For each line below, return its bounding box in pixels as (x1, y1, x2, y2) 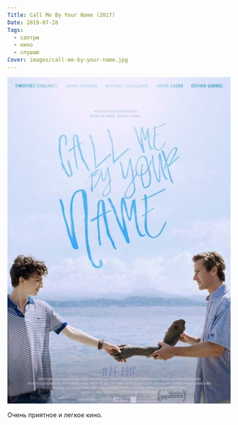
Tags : (7, 26, 23, 33)
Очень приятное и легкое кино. (7, 410, 103, 419)
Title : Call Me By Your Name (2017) (7, 11, 115, 18)
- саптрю (13, 34, 40, 41)
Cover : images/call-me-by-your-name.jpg (7, 57, 129, 64)
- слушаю (13, 49, 40, 56)
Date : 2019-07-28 (7, 18, 59, 26)
